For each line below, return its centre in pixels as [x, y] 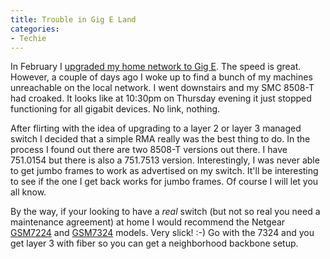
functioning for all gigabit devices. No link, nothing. [115, 109]
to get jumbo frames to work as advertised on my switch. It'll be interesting [164, 171]
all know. [28, 192]
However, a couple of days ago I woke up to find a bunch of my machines [161, 77]
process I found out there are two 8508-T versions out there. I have [149, 150]
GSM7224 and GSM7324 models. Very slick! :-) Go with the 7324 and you [162, 233]
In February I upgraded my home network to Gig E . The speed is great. [156, 67]
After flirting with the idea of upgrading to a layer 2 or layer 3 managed [156, 128]
